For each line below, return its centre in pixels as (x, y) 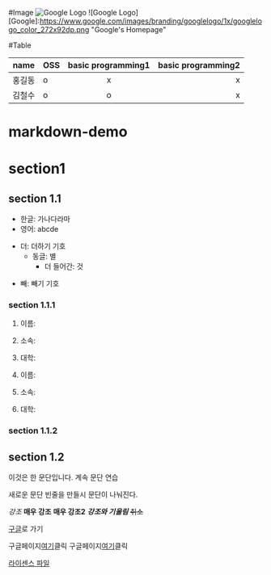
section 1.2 (36, 457)
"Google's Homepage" (129, 29)
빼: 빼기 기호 (40, 283)
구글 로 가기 (26, 529)
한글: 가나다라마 (45, 219)
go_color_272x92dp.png (49, 29)
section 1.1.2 (33, 430)
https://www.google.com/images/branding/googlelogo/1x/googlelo (151, 21)
